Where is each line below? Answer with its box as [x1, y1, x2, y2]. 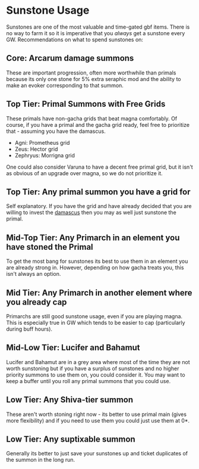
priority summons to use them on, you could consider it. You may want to [6, 371, 185, 378]
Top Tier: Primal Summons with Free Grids [6, 99, 166, 109]
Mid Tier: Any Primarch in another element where [6, 287, 192, 298]
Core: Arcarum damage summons [6, 53, 134, 63]
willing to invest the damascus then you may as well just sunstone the [6, 209, 176, 216]
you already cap [6, 297, 67, 307]
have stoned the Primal [6, 242, 93, 252]
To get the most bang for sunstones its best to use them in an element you [6, 257, 188, 265]
